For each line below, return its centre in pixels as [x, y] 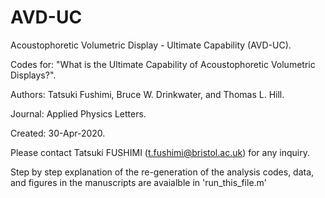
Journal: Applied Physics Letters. [78, 113]
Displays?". [33, 75]
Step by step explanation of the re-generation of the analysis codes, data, [162, 172]
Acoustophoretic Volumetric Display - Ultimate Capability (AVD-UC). [151, 45]
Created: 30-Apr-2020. [58, 133]
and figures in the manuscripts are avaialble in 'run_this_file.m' [139, 182]
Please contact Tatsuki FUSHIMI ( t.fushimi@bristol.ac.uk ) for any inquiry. [160, 152]
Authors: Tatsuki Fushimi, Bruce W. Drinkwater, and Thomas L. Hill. [147, 94]
